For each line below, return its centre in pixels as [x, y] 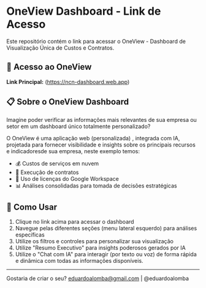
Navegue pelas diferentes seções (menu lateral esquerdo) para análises [106, 229]
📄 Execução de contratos [47, 172]
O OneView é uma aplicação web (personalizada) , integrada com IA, [93, 138]
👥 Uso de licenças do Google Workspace [67, 178]
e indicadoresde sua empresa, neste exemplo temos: [73, 151]
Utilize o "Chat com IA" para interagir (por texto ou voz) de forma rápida [106, 254]
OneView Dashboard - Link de [84, 11]
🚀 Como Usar [32, 207]
